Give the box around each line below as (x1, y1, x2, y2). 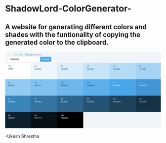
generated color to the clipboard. (5, 38, 109, 47)
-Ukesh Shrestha (5, 133, 40, 139)
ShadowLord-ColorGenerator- (5, 3, 132, 14)
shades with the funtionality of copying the (5, 30, 141, 39)
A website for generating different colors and (5, 23, 147, 31)
